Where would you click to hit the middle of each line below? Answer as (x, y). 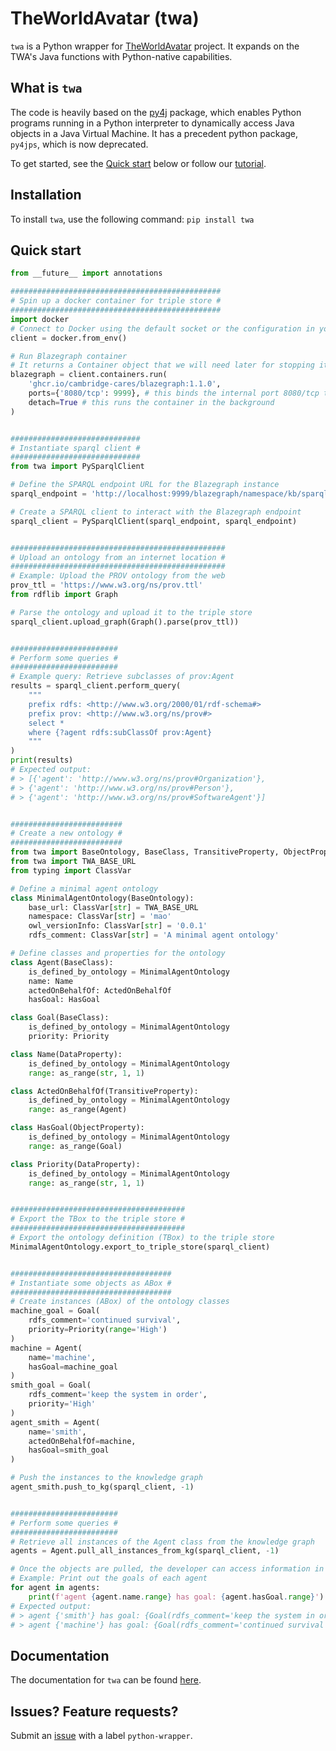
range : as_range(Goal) (75, 1146)
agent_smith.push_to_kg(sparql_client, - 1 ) (102, 1487)
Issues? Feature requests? (94, 1711)
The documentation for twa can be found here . (106, 1680)
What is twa (46, 88)
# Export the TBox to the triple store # (98, 1219)
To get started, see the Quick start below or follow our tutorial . (138, 163)
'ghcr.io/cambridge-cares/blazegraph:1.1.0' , (125, 384)
